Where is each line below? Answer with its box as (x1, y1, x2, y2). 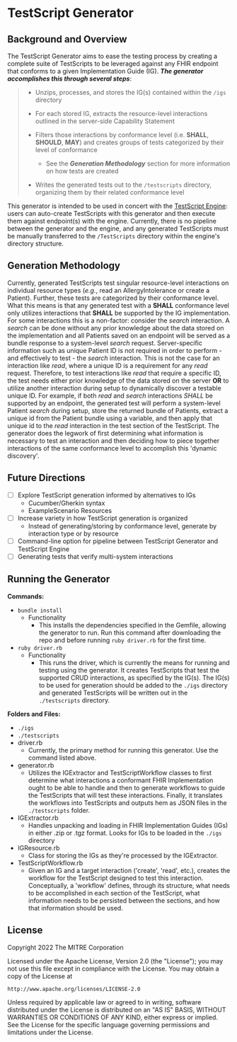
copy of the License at (7, 971, 73, 980)
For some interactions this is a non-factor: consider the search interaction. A (7, 316, 230, 325)
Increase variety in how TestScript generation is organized (17, 514, 188, 522)
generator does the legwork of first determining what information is (7, 429, 204, 437)
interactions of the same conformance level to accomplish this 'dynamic (7, 444, 217, 452)
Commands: (7, 592, 45, 601)
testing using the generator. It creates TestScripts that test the (38, 666, 220, 674)
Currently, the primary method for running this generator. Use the (28, 746, 219, 754)
